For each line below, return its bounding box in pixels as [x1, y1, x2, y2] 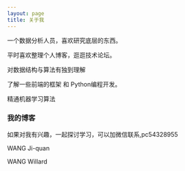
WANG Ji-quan [7, 144, 50, 152]
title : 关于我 [7, 16, 45, 23]
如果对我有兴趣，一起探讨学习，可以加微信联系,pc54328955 [7, 130, 179, 138]
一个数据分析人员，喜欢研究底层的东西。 [7, 36, 122, 45]
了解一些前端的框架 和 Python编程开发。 [7, 80, 122, 88]
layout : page [7, 10, 45, 17]
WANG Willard [7, 157, 48, 166]
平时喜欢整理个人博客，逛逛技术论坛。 [7, 51, 116, 59]
